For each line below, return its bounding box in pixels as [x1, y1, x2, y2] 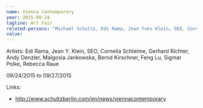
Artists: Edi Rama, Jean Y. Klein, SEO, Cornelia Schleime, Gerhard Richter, [6, 47, 190, 55]
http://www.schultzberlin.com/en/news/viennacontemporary [14, 95, 166, 103]
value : [6, 31, 23, 37]
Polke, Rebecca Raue [6, 61, 59, 68]
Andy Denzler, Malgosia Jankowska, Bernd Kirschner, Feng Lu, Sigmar [6, 54, 182, 61]
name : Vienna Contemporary [6, 8, 74, 15]
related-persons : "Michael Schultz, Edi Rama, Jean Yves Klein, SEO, [6, 25, 185, 32]
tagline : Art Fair [6, 20, 53, 26]
